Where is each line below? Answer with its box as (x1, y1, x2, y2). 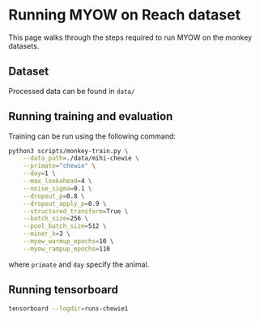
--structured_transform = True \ (23, 207, 129, 216)
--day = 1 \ (23, 169, 57, 178)
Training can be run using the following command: (8, 131, 177, 141)
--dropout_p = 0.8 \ (23, 192, 85, 200)
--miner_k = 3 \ (23, 229, 70, 238)
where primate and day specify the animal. (8, 259, 150, 269)
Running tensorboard (8, 283, 119, 297)
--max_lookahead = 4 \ (23, 177, 92, 186)
